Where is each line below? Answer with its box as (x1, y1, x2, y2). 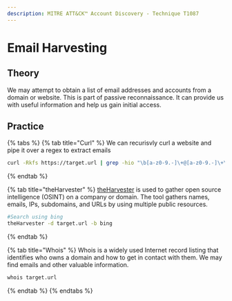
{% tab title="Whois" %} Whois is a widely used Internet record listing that (7, 246, 219, 255)
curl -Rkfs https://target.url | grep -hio (7, 160, 135, 167)
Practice (7, 120, 44, 132)
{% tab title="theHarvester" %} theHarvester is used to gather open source (7, 185, 222, 194)
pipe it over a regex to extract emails (7, 146, 111, 154)
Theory (7, 67, 40, 80)
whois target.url (7, 274, 57, 281)
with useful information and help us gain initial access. (7, 100, 162, 109)
